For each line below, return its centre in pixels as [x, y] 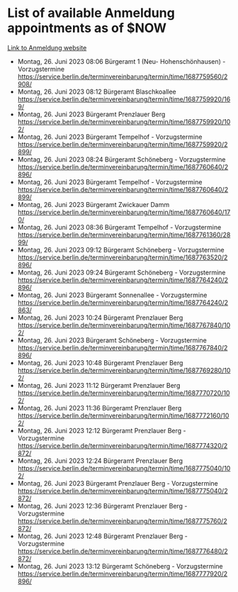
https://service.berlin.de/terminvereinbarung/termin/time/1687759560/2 [123, 77]
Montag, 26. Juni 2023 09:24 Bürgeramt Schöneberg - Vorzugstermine [121, 272]
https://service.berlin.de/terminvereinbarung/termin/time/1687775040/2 [123, 491]
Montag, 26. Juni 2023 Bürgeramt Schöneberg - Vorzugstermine [112, 340]
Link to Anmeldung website [47, 48]
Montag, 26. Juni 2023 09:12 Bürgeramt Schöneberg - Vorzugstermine [121, 250]
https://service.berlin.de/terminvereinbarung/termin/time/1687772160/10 [123, 415]
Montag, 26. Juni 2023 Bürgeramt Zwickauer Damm [93, 204]
